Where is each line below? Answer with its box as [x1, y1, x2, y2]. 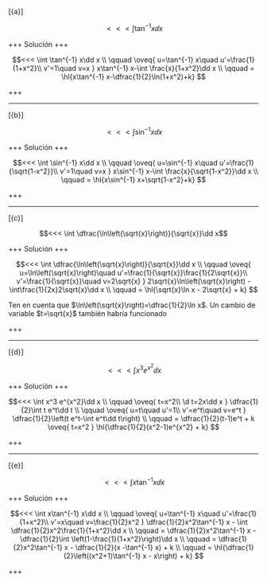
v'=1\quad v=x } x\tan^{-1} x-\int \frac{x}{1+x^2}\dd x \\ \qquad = [43, 63, 255, 72]
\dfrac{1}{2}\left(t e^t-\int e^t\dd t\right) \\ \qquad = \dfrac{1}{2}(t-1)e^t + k [12, 413, 255, 423]
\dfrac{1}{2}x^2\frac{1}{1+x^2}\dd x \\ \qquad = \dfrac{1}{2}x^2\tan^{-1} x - [10, 525, 257, 535]
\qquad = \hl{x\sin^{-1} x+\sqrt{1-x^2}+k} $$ [60, 175, 207, 185]
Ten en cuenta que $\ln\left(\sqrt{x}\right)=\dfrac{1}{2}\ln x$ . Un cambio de [8, 300, 256, 310]
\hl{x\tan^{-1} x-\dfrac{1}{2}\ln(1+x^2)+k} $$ [60, 72, 207, 81]
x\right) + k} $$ [153, 551, 204, 561]
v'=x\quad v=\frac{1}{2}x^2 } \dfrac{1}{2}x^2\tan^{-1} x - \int [50, 517, 248, 526]
